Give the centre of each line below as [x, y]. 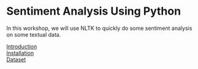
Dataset [16, 59]
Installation [20, 53]
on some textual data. [34, 34]
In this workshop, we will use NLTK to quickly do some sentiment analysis [99, 28]
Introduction [22, 46]
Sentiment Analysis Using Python [94, 11]
